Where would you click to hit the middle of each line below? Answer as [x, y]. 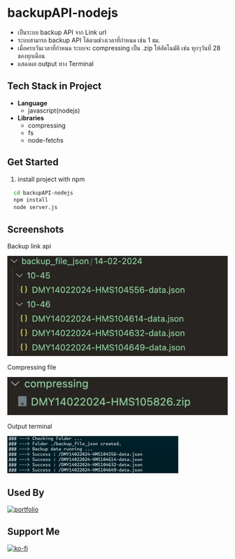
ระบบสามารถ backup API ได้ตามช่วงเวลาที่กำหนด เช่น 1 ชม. [89, 40]
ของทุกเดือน [31, 56]
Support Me [34, 531]
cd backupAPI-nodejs [43, 193]
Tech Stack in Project [55, 86]
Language [32, 103]
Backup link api [29, 246]
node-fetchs [46, 140]
